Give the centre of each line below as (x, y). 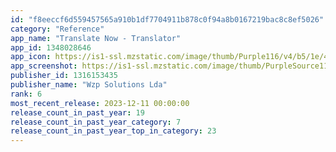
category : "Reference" (57, 29)
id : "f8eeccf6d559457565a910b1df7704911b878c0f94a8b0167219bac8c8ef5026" (167, 19)
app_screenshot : (44, 66)
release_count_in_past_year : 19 (77, 112)
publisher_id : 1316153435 (64, 76)
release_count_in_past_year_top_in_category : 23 (113, 131)
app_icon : (31, 57)
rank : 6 (26, 94)
